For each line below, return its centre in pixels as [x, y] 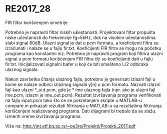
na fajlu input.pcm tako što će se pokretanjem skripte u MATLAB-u [73, 100]
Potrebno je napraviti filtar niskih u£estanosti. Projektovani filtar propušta [80, 32]
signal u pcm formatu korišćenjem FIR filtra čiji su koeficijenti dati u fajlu [79, 58]
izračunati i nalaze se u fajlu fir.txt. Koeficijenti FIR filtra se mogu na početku [83, 48]
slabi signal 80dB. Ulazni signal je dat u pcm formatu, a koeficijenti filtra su [82, 42]
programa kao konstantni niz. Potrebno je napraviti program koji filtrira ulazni [84, 53]
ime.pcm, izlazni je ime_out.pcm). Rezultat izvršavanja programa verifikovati [83, 95]
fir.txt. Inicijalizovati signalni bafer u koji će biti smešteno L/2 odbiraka [77, 64]
